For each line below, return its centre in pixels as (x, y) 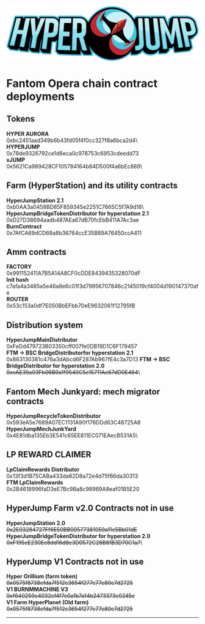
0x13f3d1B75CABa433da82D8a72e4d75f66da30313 (72, 476)
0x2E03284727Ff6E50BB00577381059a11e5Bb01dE (72, 529)
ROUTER (17, 299)
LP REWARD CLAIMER (49, 455)
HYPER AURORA (27, 133)
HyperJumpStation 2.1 (35, 200)
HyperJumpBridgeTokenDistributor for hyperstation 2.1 (78, 213)
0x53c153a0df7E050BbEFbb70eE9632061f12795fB (71, 306)
